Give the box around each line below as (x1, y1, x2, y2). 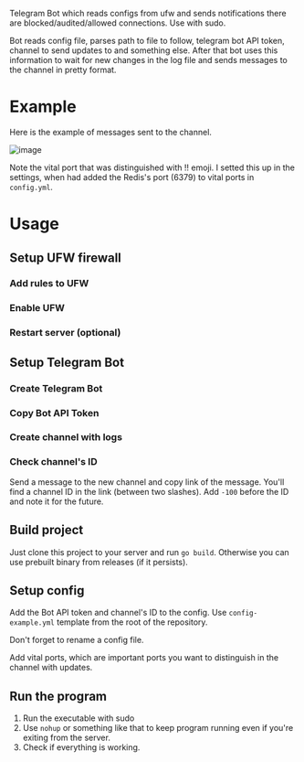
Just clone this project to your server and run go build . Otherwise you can (9, 546, 289, 557)
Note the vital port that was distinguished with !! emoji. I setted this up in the (9, 162, 295, 173)
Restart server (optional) (9, 327, 121, 339)
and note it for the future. (9, 496, 104, 507)
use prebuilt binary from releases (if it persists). (9, 556, 189, 567)
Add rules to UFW (9, 277, 89, 290)
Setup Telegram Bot (9, 354, 125, 370)
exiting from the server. (22, 732, 111, 744)
